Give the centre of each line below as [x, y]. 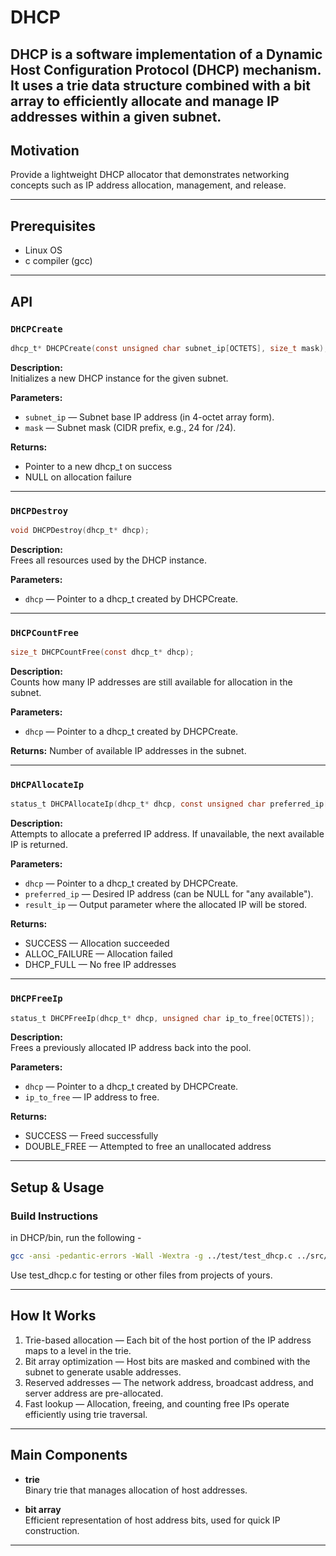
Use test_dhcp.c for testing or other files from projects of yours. [141, 1275]
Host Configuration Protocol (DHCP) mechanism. [166, 69]
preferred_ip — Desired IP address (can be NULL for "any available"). [169, 894]
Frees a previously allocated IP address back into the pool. [131, 1048]
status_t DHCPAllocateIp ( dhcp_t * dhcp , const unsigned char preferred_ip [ [169, 804]
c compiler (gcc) [58, 261]
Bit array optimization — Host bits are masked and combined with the [167, 1361]
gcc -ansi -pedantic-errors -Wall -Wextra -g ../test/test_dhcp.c [151, 1256]
